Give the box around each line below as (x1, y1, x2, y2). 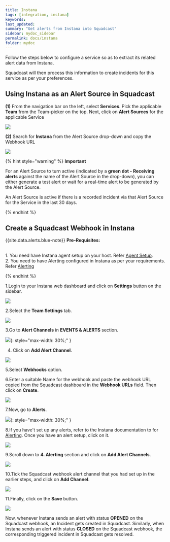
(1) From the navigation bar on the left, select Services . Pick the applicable (5, 103, 161, 109)
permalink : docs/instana (5, 36, 58, 41)
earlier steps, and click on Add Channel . (5, 477, 90, 483)
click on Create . (5, 387, 39, 393)
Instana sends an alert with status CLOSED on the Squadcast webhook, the (5, 526, 162, 532)
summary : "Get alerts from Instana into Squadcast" (5, 26, 117, 31)
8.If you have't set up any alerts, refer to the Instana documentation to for (5, 427, 159, 433)
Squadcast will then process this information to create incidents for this (5, 70, 154, 76)
